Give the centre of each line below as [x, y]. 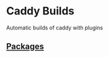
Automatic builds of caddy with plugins [55, 28]
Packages [25, 46]
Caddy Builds [40, 11]
